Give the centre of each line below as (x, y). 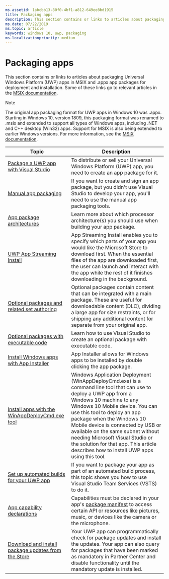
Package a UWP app (32, 163)
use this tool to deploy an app (106, 412)
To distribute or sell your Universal (112, 160)
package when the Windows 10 (109, 418)
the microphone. (91, 523)
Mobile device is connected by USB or (116, 425)
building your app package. (103, 227)
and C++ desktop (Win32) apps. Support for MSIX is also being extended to (84, 128)
